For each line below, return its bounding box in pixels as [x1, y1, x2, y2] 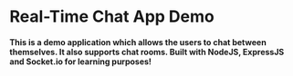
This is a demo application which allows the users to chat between [9, 36, 267, 47]
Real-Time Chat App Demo [9, 6, 215, 27]
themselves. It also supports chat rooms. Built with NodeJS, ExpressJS [9, 46, 285, 57]
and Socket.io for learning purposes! [9, 56, 152, 67]
